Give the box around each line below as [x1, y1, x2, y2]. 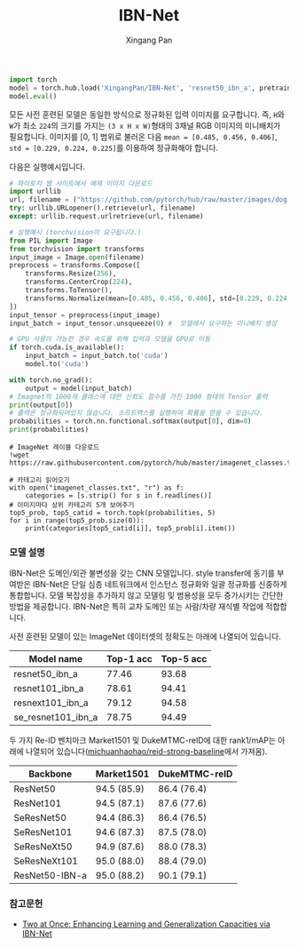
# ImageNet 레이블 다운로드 [9, 443, 100, 452]
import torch [9, 75, 58, 84]
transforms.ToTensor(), [25, 286, 114, 295]
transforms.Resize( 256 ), [25, 269, 117, 278]
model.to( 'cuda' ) [25, 360, 90, 369]
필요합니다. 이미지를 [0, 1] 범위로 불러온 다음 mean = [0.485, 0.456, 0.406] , [9, 131, 278, 142]
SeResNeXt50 [13, 840, 73, 853]
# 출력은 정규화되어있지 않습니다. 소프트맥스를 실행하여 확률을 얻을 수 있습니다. [9, 409, 263, 418]
